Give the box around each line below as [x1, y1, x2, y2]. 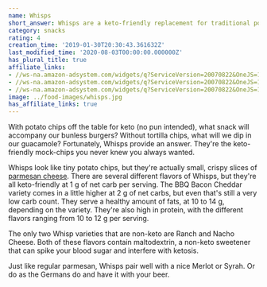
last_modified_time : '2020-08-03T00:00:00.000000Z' [8, 48, 183, 56]
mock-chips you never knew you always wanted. [35, 148, 195, 157]
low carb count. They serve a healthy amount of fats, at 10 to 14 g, [8, 196, 225, 207]
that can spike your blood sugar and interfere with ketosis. [8, 246, 199, 255]
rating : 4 [8, 33, 41, 42]
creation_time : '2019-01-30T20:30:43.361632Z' [8, 41, 165, 49]
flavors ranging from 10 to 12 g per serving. [8, 214, 149, 223]
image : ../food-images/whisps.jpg [8, 93, 123, 101]
